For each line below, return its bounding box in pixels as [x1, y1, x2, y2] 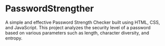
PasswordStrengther [5, 3, 94, 14]
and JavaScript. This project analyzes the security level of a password [5, 24, 151, 30]
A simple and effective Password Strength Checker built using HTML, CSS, [5, 19, 160, 25]
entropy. [5, 35, 23, 41]
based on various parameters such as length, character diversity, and [5, 30, 149, 36]
